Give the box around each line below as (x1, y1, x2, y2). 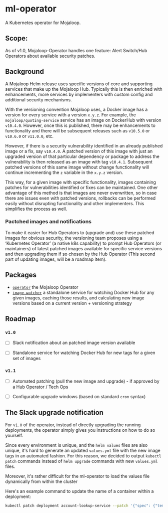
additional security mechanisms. (5, 96, 72, 103)
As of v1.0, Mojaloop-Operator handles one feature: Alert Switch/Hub (5, 47, 147, 53)
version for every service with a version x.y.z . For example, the (5, 111, 136, 118)
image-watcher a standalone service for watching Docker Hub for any (12, 289, 154, 295)
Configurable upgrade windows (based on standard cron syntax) (12, 393, 146, 399)
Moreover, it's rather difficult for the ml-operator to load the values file (5, 473, 150, 479)
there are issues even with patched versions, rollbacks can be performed (5, 195, 156, 201)
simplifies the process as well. (5, 206, 67, 212)
